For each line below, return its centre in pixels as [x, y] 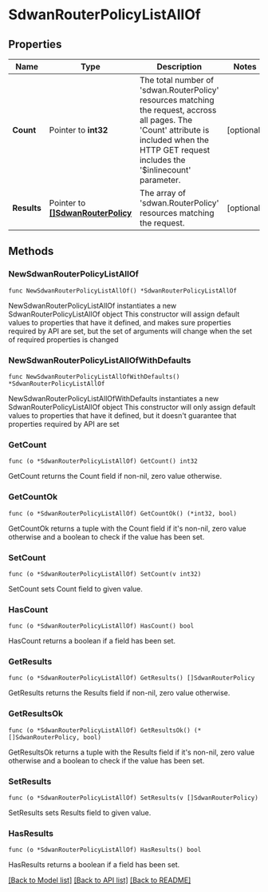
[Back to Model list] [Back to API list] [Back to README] [100, 880]
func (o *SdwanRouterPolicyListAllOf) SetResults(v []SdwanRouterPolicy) [134, 798]
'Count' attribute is [174, 130]
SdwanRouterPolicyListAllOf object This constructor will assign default [124, 314]
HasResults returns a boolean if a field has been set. [94, 865]
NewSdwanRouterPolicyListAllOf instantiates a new [93, 305]
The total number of [176, 80]
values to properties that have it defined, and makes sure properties [120, 322]
